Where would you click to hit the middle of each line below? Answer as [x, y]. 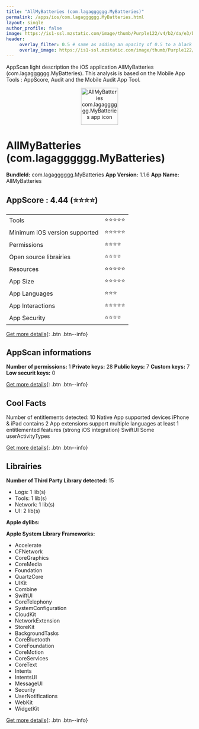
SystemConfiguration [41, 608]
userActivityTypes [28, 436]
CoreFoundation [34, 646]
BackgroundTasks [37, 633]
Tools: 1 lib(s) [31, 498]
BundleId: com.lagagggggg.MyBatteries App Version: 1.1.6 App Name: [93, 175]
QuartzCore [29, 576]
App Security [27, 318]
